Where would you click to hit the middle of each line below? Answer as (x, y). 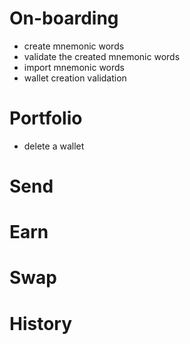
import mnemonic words (74, 67)
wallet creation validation (75, 78)
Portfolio (46, 118)
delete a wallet (54, 146)
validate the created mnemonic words (102, 56)
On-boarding (64, 18)
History (41, 323)
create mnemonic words (74, 46)
